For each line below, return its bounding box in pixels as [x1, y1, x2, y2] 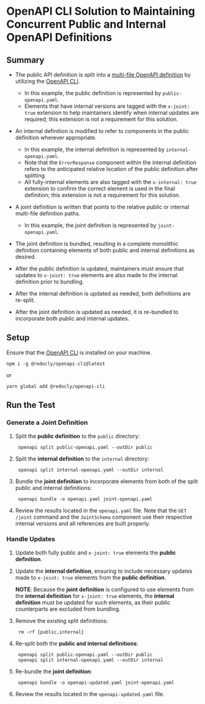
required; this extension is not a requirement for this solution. [24, 115, 179, 123]
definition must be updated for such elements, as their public [15, 599, 171, 606]
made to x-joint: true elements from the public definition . [15, 573, 166, 581]
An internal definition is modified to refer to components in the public [15, 128, 189, 134]
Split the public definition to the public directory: [15, 432, 140, 440]
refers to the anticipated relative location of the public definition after [24, 166, 198, 172]
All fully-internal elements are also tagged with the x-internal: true [24, 178, 197, 185]
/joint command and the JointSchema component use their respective [15, 513, 193, 521]
